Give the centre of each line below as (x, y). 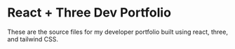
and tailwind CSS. (33, 39)
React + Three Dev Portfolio (89, 13)
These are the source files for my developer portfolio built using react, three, (117, 32)
